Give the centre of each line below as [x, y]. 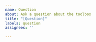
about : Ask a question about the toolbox [48, 14]
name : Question [21, 10]
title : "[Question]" [26, 19]
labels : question [23, 23]
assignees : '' [20, 28]
